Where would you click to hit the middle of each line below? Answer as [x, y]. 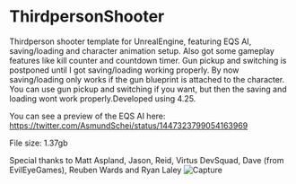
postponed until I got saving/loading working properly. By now [124, 70]
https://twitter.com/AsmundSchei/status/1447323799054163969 [129, 125]
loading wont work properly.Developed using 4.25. [103, 98]
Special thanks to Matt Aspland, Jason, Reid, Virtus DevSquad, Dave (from [147, 160]
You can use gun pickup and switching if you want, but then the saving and [148, 89]
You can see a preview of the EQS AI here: [87, 116]
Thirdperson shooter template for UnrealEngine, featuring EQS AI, [131, 41]
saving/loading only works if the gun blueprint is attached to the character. [147, 79]
